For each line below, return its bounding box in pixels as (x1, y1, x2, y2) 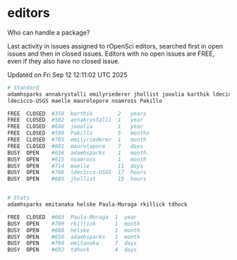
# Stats (7, 194, 30, 202)
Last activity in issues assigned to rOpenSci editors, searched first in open (7, 42, 224, 50)
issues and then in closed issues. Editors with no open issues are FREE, (7, 49, 215, 58)
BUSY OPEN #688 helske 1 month (7, 227, 140, 234)
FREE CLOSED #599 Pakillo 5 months (7, 130, 150, 137)
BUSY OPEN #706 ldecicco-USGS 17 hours (7, 169, 147, 176)
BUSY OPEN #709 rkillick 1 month (7, 220, 140, 227)
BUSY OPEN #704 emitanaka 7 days (7, 240, 138, 247)
